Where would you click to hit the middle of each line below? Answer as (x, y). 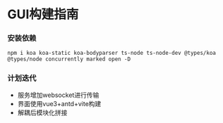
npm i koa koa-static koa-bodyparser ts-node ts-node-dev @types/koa (112, 53)
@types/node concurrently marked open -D (69, 59)
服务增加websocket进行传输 (58, 95)
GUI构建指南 (43, 14)
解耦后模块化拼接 (42, 112)
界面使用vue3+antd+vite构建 (59, 103)
